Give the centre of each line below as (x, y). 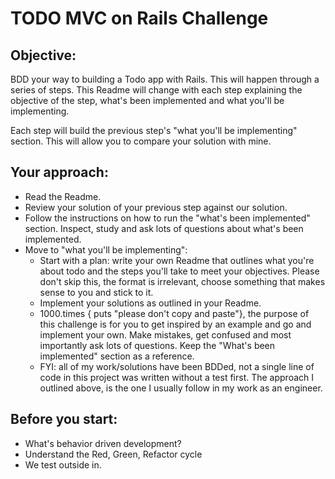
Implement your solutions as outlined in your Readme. (150, 303)
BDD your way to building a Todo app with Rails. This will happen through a (165, 79)
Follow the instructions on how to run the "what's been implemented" (167, 218)
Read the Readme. (63, 196)
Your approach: (59, 172)
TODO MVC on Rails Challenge (139, 18)
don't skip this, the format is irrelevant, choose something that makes (182, 281)
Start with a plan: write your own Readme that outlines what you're (177, 260)
